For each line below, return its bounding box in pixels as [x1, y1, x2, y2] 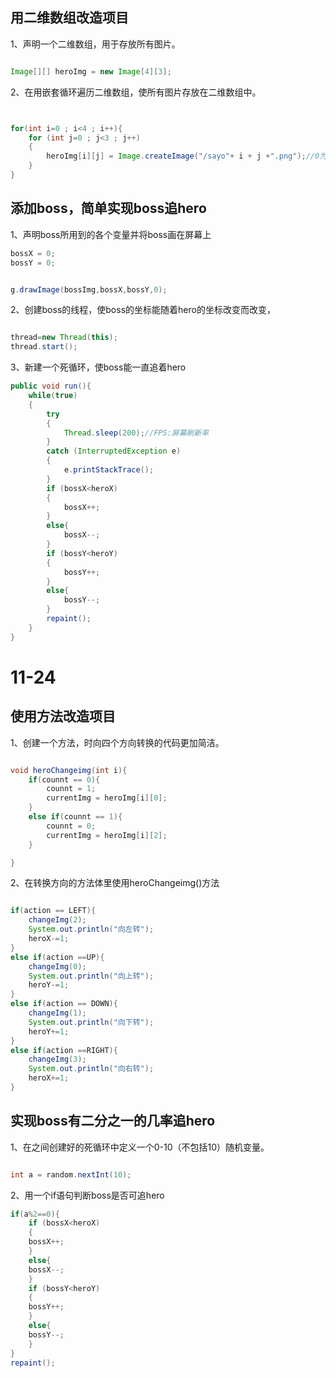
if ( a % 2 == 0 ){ [10, 1209, 60, 1219]
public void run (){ [10, 381, 92, 392]
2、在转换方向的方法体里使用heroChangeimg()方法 [10, 877, 220, 889]
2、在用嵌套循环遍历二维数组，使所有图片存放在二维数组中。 [10, 86, 262, 98]
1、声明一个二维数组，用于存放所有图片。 [10, 38, 181, 50]
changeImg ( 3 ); [28, 1054, 87, 1065]
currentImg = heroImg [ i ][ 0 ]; [46, 793, 168, 803]
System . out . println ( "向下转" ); [28, 1017, 155, 1027]
